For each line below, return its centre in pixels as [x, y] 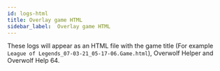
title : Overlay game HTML [45, 20]
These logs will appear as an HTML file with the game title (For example [110, 46]
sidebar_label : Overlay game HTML [59, 26]
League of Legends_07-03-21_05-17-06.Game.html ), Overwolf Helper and [110, 53]
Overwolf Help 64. [34, 61]
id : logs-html [28, 13]
